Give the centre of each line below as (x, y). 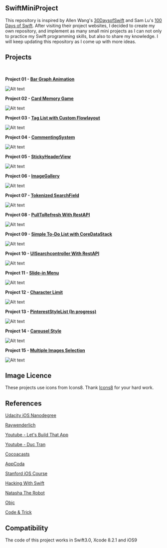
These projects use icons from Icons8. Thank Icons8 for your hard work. (80, 387)
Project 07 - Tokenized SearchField (42, 195)
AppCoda (15, 464)
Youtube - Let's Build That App (37, 435)
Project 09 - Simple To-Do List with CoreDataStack (59, 234)
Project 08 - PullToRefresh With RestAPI (48, 214)
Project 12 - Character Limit (34, 292)
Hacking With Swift (25, 483)
